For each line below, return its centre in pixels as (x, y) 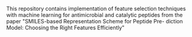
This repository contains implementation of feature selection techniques (96, 9)
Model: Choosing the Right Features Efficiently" (65, 27)
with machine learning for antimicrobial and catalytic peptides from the (94, 15)
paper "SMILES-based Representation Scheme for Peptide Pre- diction (94, 21)
